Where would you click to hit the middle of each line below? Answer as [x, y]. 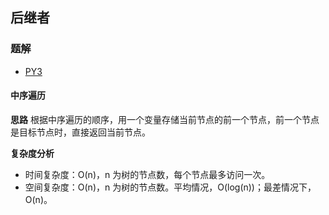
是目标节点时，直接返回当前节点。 [80, 132]
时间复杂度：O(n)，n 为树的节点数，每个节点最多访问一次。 [147, 174]
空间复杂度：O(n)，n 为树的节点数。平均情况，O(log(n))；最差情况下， [170, 187]
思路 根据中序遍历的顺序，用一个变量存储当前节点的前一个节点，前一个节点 [165, 119]
